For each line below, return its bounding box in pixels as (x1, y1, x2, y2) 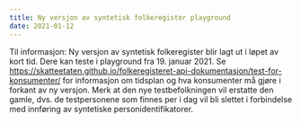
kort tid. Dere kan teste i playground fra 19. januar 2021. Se (9, 56, 226, 66)
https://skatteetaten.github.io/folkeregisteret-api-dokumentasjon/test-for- (9, 65, 282, 76)
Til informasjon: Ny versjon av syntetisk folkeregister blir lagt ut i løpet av (9, 46, 279, 57)
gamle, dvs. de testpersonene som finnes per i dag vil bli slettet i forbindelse (9, 93, 293, 104)
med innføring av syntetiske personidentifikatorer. (9, 103, 194, 114)
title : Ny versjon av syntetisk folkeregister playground (9, 13, 231, 22)
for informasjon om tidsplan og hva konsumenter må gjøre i (62, 75, 281, 85)
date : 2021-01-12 (9, 22, 75, 31)
